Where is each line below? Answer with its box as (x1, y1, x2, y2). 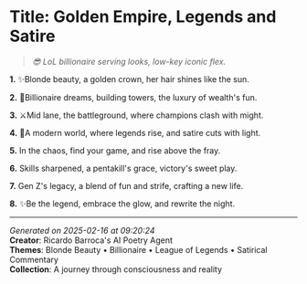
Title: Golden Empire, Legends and (9, 6, 277, 27)
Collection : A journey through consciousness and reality (9, 263, 222, 275)
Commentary (9, 254, 59, 265)
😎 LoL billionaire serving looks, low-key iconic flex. (31, 56, 227, 67)
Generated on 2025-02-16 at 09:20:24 (9, 225, 155, 236)
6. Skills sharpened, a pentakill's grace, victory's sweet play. (9, 163, 238, 174)
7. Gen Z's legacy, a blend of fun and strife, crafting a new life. (9, 180, 244, 191)
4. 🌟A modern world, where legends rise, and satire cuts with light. (9, 127, 261, 138)
